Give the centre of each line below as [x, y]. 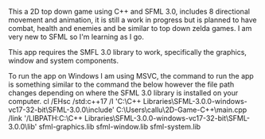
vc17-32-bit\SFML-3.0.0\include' [62, 110]
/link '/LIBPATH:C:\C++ [46, 118]
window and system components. [64, 60]
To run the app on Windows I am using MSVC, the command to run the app [131, 76]
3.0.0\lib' [23, 127]
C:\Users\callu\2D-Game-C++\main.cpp [181, 110]
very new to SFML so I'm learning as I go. [76, 37]
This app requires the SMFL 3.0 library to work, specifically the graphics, [127, 52]
